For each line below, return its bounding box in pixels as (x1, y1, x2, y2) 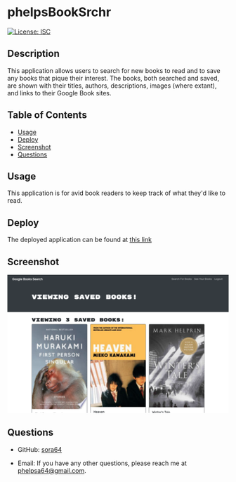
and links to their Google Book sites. (7, 88, 112, 97)
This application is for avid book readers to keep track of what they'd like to (7, 189, 226, 197)
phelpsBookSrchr (7, 4, 112, 20)
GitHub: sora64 (17, 445, 63, 453)
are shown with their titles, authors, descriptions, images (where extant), (7, 81, 217, 90)
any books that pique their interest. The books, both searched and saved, (7, 74, 220, 82)
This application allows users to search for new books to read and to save (7, 66, 221, 74)
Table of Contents (7, 109, 88, 121)
